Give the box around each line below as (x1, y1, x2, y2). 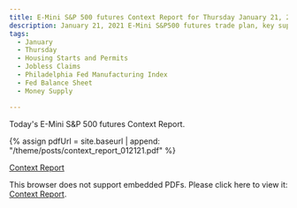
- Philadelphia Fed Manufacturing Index (17, 71, 168, 79)
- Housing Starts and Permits (17, 54, 128, 63)
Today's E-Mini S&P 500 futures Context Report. (9, 118, 186, 129)
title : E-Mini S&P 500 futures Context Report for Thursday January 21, (9, 12, 283, 22)
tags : (9, 29, 29, 38)
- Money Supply (17, 86, 73, 95)
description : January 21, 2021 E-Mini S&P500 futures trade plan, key (9, 21, 275, 30)
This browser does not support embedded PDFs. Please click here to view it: (9, 179, 288, 189)
